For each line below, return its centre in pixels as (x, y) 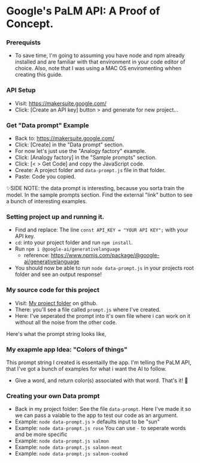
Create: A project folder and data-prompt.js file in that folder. (90, 170)
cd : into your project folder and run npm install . (74, 243)
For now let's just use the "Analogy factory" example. (81, 151)
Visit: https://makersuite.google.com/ (60, 103)
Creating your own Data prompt (53, 396)
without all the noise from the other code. (66, 322)
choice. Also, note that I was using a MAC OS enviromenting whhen (98, 68)
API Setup (21, 90)
